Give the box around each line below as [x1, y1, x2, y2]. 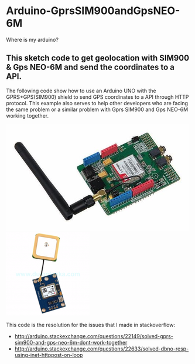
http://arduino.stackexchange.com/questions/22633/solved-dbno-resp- [14, 345, 189, 352]
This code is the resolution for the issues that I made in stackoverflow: [6, 321, 176, 328]
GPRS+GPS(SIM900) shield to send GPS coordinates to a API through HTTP [6, 93, 189, 101]
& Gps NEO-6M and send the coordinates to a [6, 62, 175, 72]
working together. [6, 112, 49, 119]
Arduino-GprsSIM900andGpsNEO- [6, 4, 180, 18]
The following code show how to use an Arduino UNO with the [6, 87, 156, 94]
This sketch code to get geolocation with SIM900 [6, 53, 189, 63]
